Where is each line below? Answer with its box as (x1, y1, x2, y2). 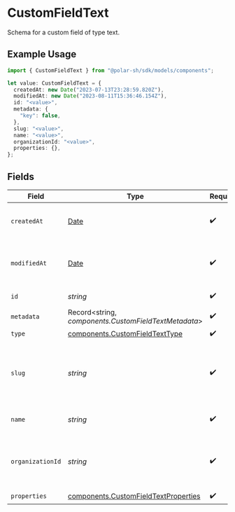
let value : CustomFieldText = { (7, 79, 101, 87)
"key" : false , (20, 112, 61, 119)
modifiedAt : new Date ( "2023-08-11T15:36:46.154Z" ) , (13, 92, 168, 99)
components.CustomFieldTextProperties (67, 492, 201, 501)
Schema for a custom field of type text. (7, 28, 120, 36)
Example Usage (7, 48, 77, 60)
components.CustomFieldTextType (67, 329, 183, 339)
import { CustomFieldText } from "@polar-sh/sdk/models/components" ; (7, 67, 215, 74)
